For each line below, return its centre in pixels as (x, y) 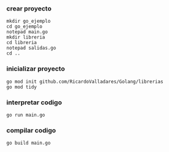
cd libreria (22, 43)
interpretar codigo (34, 102)
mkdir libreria (26, 37)
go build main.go (29, 143)
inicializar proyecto (36, 69)
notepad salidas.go (31, 48)
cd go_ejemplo (25, 27)
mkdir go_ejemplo (29, 21)
